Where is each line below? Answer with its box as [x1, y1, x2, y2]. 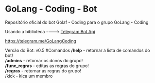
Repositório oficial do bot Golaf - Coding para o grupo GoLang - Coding [5, 19, 149, 25]
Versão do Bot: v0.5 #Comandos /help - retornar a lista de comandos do [5, 47, 151, 53]
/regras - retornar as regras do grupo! [5, 68, 82, 73]
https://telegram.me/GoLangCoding [5, 38, 77, 44]
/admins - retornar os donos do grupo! [5, 57, 83, 63]
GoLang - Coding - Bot [5, 3, 97, 14]
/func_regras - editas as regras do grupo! [5, 63, 89, 69]
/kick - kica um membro [5, 73, 53, 79]
